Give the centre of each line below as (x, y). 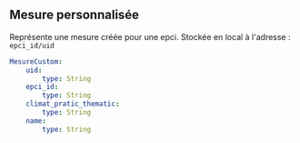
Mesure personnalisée (74, 15)
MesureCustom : (36, 61)
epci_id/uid (32, 46)
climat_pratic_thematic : (73, 104)
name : (36, 121)
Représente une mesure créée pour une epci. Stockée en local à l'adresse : (150, 36)
